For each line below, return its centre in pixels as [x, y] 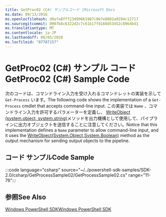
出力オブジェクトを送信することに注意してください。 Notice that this [88, 124]
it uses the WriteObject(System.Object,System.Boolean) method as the [77, 135]
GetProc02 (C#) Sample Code [67, 79]
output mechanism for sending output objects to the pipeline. [67, 141]
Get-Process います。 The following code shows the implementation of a [78, 99]
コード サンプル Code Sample [50, 158]
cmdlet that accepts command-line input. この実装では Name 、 [85, 106]
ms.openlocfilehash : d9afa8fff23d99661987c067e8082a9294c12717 [72, 19]
